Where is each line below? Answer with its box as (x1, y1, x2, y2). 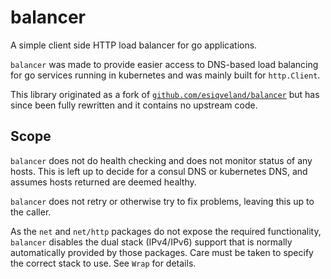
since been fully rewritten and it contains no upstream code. (10, 99, 258, 111)
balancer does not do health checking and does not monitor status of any (10, 154, 313, 166)
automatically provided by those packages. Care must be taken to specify (10, 246, 314, 258)
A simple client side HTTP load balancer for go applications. (10, 39, 258, 51)
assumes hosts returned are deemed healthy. (10, 176, 197, 188)
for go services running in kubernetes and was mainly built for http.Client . (10, 69, 321, 81)
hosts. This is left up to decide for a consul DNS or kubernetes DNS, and (10, 165, 308, 177)
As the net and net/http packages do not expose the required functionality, (10, 225, 322, 237)
